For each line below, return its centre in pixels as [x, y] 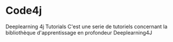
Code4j [24, 11]
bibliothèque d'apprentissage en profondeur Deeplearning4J [79, 32]
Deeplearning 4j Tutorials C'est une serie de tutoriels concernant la [86, 26]
